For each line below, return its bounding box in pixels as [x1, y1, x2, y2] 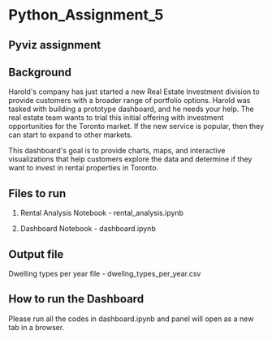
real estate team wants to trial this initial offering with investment [8, 113, 225, 122]
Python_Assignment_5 [8, 6, 164, 24]
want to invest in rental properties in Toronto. [8, 163, 159, 173]
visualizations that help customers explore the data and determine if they [8, 154, 253, 164]
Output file [8, 247, 64, 261]
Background [8, 65, 71, 79]
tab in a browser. [8, 322, 65, 332]
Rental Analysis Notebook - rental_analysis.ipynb [19, 208, 184, 218]
